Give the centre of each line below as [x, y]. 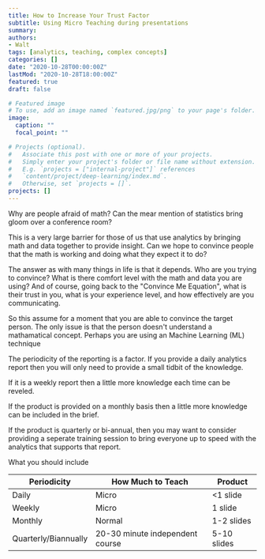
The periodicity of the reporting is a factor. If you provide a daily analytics [127, 359]
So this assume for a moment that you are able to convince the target [121, 318]
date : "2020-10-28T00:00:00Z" [58, 67]
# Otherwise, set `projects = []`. [70, 184]
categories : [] [33, 60]
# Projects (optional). [47, 147]
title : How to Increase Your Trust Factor [79, 15]
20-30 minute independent [146, 533]
